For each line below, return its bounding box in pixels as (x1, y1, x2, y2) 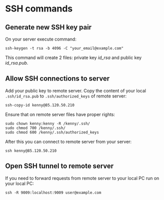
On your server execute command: (5, 36, 77, 42)
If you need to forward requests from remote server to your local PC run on (5, 175, 160, 181)
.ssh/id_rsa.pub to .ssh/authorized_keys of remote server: (5, 93, 127, 99)
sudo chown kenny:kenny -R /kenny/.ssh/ (5, 121, 91, 126)
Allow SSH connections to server (5, 74, 110, 83)
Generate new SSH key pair (5, 23, 92, 31)
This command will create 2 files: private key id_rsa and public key (5, 54, 142, 60)
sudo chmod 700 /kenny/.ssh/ (5, 125, 66, 130)
